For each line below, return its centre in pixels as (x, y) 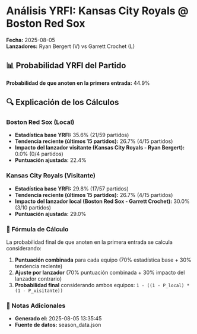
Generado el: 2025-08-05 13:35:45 (58, 319)
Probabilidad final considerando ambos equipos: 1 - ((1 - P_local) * (102, 285)
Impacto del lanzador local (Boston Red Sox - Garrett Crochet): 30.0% (102, 201)
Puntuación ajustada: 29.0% (50, 214)
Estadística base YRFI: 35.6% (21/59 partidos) (72, 135)
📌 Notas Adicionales (36, 306)
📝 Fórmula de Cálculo (37, 229)
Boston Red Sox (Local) (40, 122)
